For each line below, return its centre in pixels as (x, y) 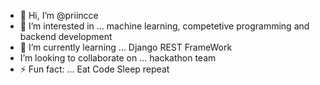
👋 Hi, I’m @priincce (59, 15)
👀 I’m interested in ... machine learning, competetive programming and (164, 26)
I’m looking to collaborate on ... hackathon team (118, 58)
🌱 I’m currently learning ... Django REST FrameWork (126, 47)
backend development (66, 36)
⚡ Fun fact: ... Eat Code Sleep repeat (94, 69)
